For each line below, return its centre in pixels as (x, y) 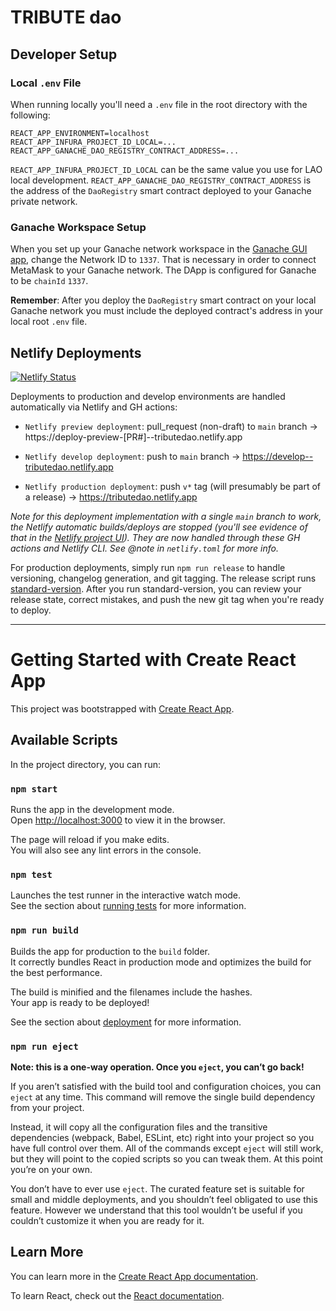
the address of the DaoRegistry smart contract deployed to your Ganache (161, 190)
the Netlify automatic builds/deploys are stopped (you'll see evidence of (159, 527)
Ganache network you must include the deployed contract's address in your (166, 311)
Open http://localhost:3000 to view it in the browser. (118, 820)
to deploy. (31, 610)
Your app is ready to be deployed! (80, 1002)
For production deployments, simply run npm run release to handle (148, 567)
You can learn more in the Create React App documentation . (134, 1276)
